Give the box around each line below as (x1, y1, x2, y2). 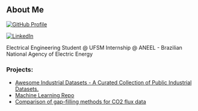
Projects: (6, 65, 34, 74)
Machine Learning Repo (14, 92, 75, 99)
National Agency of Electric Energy (6, 50, 93, 58)
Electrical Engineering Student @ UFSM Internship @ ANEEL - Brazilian (6, 44, 182, 51)
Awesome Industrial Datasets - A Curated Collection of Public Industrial (14, 79, 192, 86)
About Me (6, 5, 44, 15)
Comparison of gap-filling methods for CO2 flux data (14, 98, 146, 106)
